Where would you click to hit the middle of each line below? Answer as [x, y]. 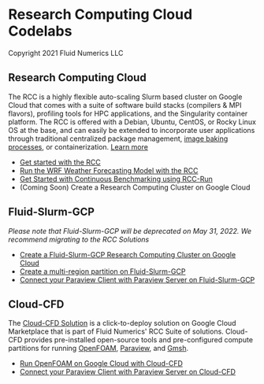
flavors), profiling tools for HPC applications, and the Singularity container [128, 113]
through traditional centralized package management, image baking [118, 138]
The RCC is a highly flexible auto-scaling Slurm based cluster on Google [125, 97]
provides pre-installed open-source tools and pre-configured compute [139, 340]
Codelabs [40, 31]
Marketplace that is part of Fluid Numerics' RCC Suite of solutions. [116, 331]
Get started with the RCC [60, 162]
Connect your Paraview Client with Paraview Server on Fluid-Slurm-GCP [137, 279]
